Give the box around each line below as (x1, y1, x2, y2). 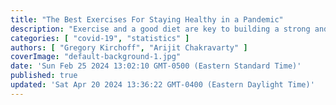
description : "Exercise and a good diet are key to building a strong (10, 24, 311, 34)
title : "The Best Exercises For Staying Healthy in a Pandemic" (10, 14, 284, 25)
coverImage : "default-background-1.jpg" (10, 52, 182, 62)
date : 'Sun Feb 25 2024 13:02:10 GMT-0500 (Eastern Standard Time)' (10, 61, 302, 71)
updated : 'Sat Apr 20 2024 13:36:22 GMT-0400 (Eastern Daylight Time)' (10, 80, 315, 90)
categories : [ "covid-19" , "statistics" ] (10, 33, 190, 43)
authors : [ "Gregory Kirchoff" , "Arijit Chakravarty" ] (10, 42, 248, 53)
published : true (10, 71, 78, 81)
